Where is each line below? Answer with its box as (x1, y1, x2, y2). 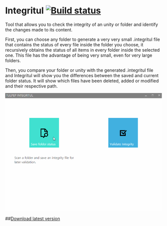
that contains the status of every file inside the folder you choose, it (5, 41, 144, 47)
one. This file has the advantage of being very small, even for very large (5, 52, 153, 58)
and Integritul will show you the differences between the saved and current (5, 72, 159, 78)
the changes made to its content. (5, 26, 73, 32)
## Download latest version (5, 216, 61, 222)
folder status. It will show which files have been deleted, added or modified (5, 78, 159, 84)
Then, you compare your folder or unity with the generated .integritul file (5, 67, 154, 73)
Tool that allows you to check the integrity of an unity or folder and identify (5, 21, 158, 27)
